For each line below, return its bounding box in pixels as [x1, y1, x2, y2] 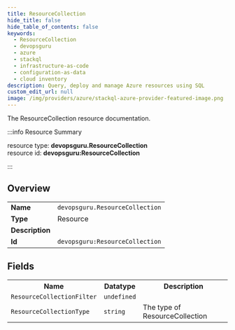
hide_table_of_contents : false [7, 23, 99, 30]
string [104, 308, 126, 315]
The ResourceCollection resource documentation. [7, 114, 151, 123]
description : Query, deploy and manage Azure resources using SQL [7, 82, 205, 89]
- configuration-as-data [13, 69, 86, 76]
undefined [104, 292, 136, 301]
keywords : [7, 29, 36, 37]
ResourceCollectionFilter [10, 292, 97, 301]
